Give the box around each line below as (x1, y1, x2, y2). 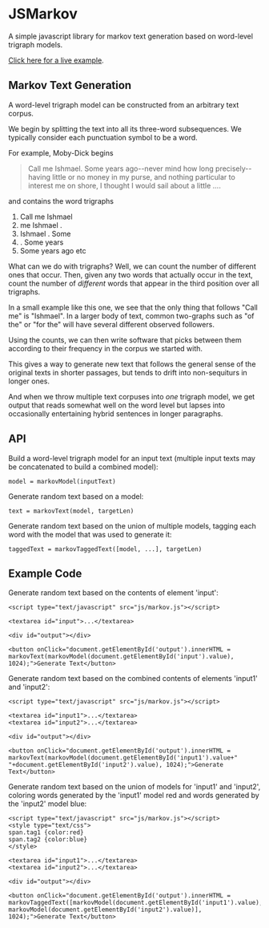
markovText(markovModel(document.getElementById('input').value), (8, 653, 235, 661)
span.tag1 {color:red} (8, 829, 84, 837)
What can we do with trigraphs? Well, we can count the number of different (8, 261, 256, 271)
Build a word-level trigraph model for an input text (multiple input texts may (8, 453, 256, 463)
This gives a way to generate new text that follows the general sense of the (8, 359, 256, 369)
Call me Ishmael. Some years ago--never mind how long (27, 164, 214, 173)
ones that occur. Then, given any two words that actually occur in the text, (8, 269, 254, 279)
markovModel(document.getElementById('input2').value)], (8, 906, 203, 914)
